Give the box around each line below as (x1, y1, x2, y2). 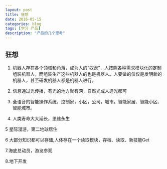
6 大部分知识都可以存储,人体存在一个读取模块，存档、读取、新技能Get (5, 136, 149, 143)
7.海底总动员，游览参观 (5, 147, 53, 153)
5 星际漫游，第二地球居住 (5, 126, 58, 132)
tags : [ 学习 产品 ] (5, 26, 41, 31)
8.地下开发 (5, 158, 27, 164)
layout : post (5, 7, 33, 13)
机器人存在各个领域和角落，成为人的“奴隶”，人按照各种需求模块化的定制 (12, 65, 162, 71)
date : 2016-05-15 (5, 17, 42, 22)
